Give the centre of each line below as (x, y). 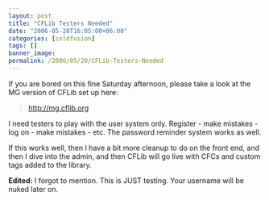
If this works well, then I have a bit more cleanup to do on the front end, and (134, 148)
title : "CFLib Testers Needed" (61, 23)
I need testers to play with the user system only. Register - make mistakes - (133, 123)
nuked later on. (33, 189)
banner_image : (32, 53)
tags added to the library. (50, 165)
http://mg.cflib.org (58, 108)
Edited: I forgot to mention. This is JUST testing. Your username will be (126, 180)
